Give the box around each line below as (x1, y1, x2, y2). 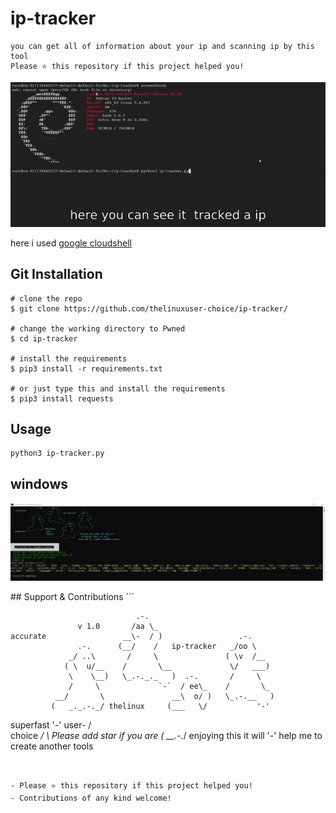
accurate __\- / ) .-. (10, 632, 253, 642)
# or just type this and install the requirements (10, 383, 226, 394)
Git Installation (10, 266, 103, 283)
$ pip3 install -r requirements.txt (10, 363, 163, 374)
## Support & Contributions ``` (10, 591, 135, 603)
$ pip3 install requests (10, 393, 114, 404)
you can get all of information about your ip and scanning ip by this (10, 41, 315, 51)
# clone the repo (10, 293, 83, 304)
